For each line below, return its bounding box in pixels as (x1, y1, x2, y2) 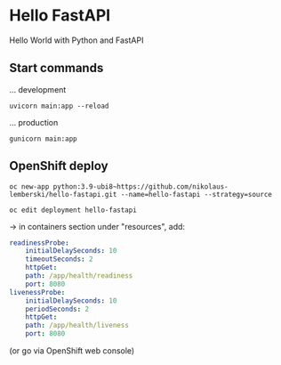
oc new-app (9, 182, 50, 191)
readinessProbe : (9, 238, 69, 247)
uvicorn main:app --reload (9, 101, 109, 110)
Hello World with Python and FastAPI (9, 35, 144, 45)
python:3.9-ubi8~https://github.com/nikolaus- (52, 182, 229, 191)
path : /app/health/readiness (25, 272, 133, 280)
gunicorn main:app (9, 134, 77, 143)
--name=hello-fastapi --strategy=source (120, 190, 273, 199)
